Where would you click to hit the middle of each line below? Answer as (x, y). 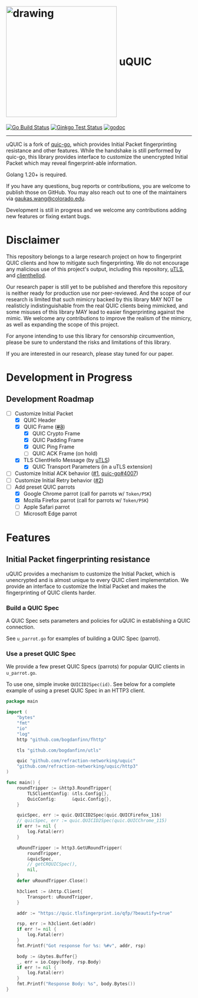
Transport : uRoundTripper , (60, 897)
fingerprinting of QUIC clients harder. (51, 592)
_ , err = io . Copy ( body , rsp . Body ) (59, 962)
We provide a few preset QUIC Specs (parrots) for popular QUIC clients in (95, 667)
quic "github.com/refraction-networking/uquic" (76, 761)
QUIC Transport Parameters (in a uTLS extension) (93, 467)
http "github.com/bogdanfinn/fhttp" (62, 739)
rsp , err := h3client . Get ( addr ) (56, 924)
